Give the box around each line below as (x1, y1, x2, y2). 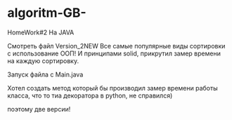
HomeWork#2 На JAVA (7, 28, 75, 36)
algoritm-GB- (7, 5, 86, 21)
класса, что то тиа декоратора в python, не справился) (7, 91, 173, 100)
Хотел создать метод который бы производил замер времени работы (7, 84, 218, 92)
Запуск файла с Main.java (7, 70, 84, 79)
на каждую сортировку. (7, 56, 79, 65)
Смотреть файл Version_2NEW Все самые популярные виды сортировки (7, 41, 226, 50)
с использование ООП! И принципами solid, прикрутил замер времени (7, 49, 221, 58)
